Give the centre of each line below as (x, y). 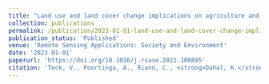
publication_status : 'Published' (64, 38)
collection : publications (51, 23)
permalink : (26, 30)
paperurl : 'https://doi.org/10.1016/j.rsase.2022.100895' (107, 61)
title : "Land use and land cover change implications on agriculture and (134, 16)
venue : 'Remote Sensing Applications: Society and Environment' (118, 46)
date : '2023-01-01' (41, 53)
